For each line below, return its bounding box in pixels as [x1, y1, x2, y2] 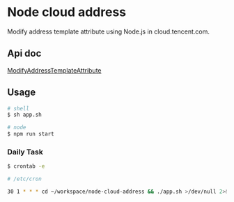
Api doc [7, 48, 42, 59]
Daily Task [7, 147, 43, 157]
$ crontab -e [7, 163, 45, 170]
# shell [7, 105, 30, 112]
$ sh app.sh [7, 111, 42, 119]
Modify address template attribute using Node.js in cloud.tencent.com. [7, 27, 210, 36]
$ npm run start [7, 131, 54, 138]
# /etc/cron [7, 175, 42, 182]
